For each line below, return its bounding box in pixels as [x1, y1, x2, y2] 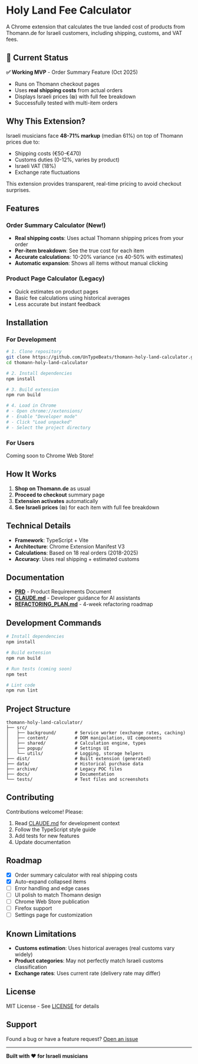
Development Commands [6, 618, 102, 628]
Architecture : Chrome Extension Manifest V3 [14, 543, 125, 550]
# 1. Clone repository [6, 349, 62, 355]
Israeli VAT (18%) [14, 162, 57, 169]
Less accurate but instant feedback [14, 300, 101, 307]
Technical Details [6, 521, 71, 531]
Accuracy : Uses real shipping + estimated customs [14, 555, 140, 562]
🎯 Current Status [6, 53, 69, 63]
